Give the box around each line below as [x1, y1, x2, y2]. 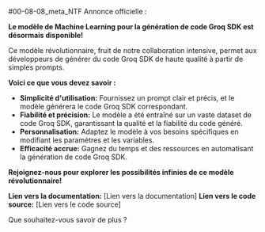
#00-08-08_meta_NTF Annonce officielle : [8, 7, 147, 16]
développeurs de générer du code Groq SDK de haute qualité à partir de [8, 55, 244, 63]
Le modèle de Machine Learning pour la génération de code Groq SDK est [8, 22, 255, 31]
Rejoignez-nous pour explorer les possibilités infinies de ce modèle [8, 168, 235, 177]
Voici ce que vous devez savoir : [8, 78, 116, 87]
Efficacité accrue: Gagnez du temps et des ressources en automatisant [19, 144, 254, 153]
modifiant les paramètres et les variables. [19, 135, 155, 145]
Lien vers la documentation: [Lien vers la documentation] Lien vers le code [8, 192, 256, 200]
